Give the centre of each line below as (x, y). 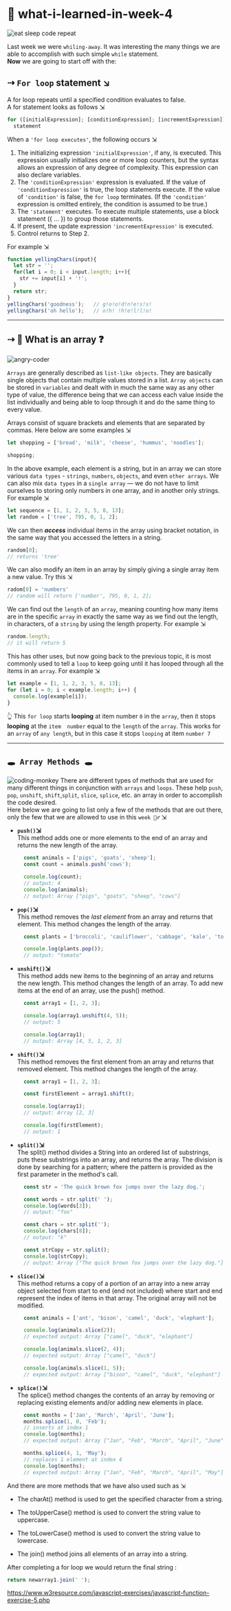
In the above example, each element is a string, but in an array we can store (114, 468)
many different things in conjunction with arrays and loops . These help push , (115, 788)
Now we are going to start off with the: (62, 61)
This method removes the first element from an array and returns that (115, 1062)
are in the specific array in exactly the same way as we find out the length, (113, 616)
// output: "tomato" (53, 955)
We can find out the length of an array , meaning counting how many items (113, 609)
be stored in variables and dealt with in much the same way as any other (111, 388)
